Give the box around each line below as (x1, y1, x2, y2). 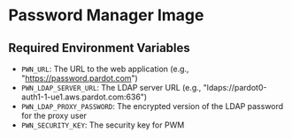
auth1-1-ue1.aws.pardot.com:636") (20, 91, 148, 102)
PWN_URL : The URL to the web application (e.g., (20, 63, 189, 74)
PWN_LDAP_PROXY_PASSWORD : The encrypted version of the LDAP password (20, 101, 284, 111)
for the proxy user (20, 111, 88, 121)
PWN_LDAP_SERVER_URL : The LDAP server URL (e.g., (20, 83, 202, 92)
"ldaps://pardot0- (203, 83, 267, 92)
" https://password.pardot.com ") (20, 73, 138, 84)
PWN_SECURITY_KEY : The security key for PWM (20, 120, 185, 130)
